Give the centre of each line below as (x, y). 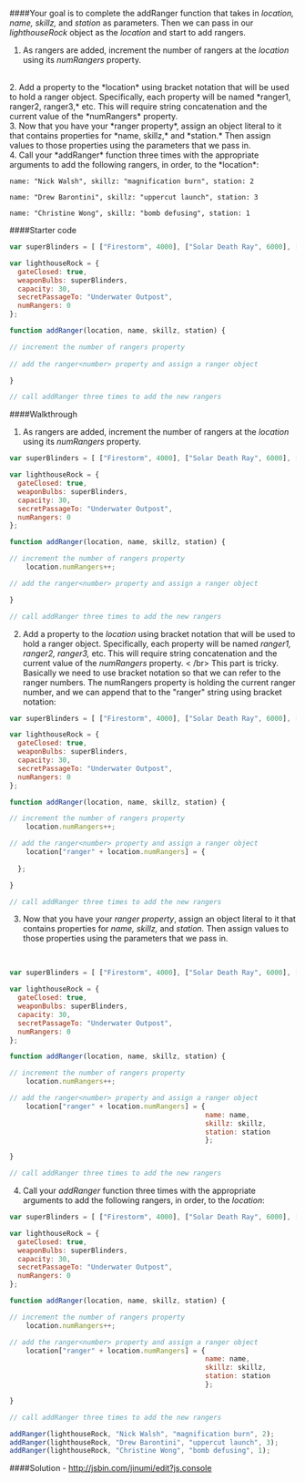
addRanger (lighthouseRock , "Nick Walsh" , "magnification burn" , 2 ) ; (142, 1434)
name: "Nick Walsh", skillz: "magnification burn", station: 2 (132, 181)
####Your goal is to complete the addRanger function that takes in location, (152, 13)
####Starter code (43, 230)
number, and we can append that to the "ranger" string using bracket (152, 692)
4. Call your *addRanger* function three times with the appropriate (134, 155)
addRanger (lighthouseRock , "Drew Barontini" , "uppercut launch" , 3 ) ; (144, 1442)
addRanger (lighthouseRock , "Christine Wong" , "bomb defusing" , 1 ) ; (140, 1451)
